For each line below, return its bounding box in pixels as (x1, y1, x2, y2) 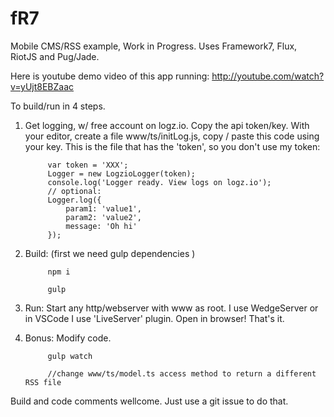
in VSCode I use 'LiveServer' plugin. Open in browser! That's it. (24, 312, 285, 324)
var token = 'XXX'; (47, 160, 129, 170)
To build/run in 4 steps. (10, 100, 106, 112)
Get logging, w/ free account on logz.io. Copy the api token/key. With (24, 119, 310, 131)
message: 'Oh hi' (65, 221, 138, 231)
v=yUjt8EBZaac (10, 80, 75, 92)
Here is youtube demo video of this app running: (10, 70, 210, 82)
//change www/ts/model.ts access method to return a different (47, 368, 317, 379)
